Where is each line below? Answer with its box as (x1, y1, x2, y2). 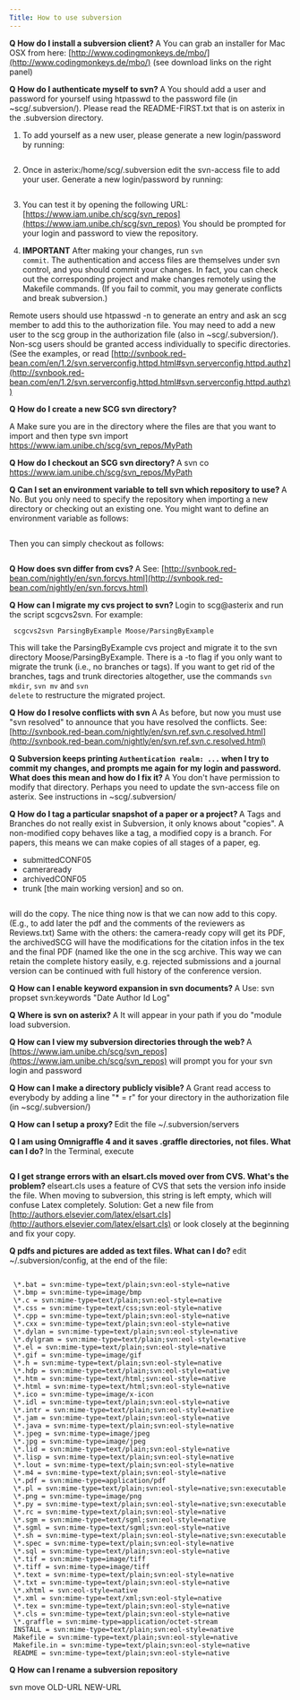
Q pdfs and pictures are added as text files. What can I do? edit (9, 1245, 247, 1256)
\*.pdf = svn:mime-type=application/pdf (13, 1476, 167, 1485)
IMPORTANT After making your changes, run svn (21, 245, 203, 255)
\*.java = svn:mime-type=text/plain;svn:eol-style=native (13, 1421, 235, 1430)
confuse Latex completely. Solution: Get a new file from (9, 1199, 214, 1210)
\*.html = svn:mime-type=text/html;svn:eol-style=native (13, 1382, 230, 1391)
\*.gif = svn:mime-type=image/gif (13, 1351, 142, 1359)
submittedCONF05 (21, 854, 92, 865)
